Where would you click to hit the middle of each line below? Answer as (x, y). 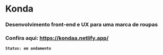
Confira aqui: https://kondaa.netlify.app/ (57, 38)
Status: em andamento (28, 48)
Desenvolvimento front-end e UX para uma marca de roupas (82, 25)
